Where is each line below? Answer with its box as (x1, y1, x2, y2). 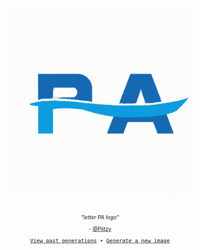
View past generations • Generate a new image (30, 237, 170, 244)
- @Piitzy (89, 225, 111, 233)
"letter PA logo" (81, 214, 119, 220)
